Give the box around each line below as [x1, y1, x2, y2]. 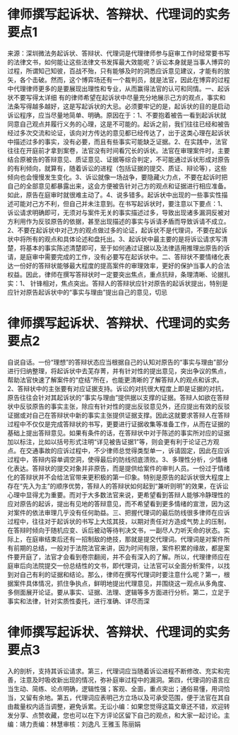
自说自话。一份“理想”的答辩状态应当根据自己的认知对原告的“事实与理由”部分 [7, 358, 229, 366]
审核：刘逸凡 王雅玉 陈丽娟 [62, 719, 141, 728]
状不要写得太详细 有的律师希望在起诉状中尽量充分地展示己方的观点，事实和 [7, 93, 226, 101]
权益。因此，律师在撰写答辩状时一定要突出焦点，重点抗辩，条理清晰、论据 [7, 270, 224, 278]
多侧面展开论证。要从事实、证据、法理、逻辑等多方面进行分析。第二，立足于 [7, 588, 230, 596]
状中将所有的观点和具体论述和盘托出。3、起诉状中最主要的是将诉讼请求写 [7, 234, 222, 243]
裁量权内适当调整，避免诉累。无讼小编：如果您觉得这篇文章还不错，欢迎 [13, 702, 224, 710]
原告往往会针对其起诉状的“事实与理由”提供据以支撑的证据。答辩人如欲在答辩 [7, 393, 230, 401]
